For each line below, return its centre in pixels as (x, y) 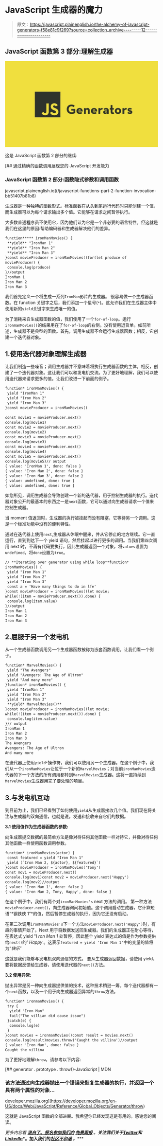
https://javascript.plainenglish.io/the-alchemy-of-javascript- (90, 24)
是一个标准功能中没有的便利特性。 (39, 524)
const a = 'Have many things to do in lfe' (52, 587)
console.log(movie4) (26, 452)
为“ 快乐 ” (13, 948)
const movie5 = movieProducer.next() (43, 457)
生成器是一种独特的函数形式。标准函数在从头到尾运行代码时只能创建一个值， (81, 206)
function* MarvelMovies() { (33, 665)
